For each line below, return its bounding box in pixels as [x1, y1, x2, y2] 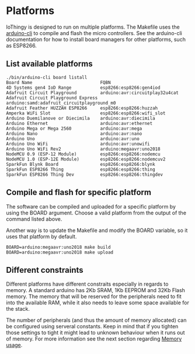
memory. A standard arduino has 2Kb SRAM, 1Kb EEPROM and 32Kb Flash [6, 287, 186, 294]
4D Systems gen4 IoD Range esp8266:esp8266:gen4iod [6, 85, 161, 91]
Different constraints [6, 265, 83, 275]
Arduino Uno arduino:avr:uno [6, 136, 140, 141]
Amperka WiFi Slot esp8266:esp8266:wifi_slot [6, 110, 166, 116]
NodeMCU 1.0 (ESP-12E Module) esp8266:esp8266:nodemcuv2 [6, 156, 166, 162]
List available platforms [6, 59, 93, 69]
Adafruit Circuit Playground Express [6, 95, 98, 100]
